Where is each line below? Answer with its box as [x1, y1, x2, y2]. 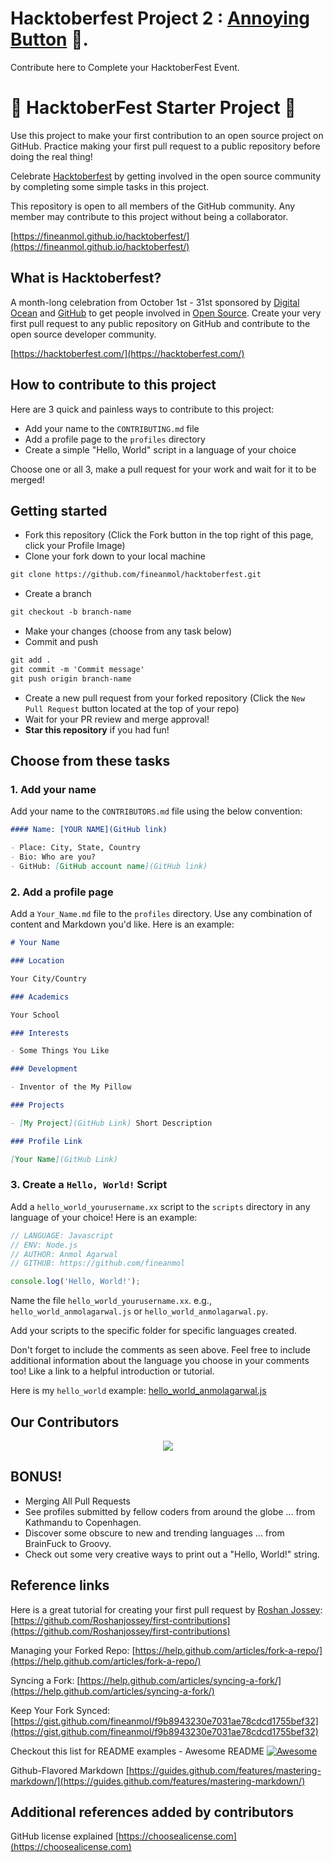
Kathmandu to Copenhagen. [24, 1516, 142, 1528]
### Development [10, 1064, 78, 1074]
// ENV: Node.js [10, 1240, 78, 1250]
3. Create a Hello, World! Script [10, 1178, 168, 1192]
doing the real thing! [10, 150, 93, 162]
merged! [10, 473, 45, 486]
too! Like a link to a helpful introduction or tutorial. [10, 1365, 215, 1377]
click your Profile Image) [24, 540, 126, 552]
